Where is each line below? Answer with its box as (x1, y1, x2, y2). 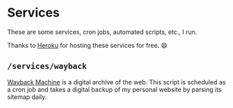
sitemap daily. (7, 92, 47, 101)
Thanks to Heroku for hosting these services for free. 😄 (7, 41, 168, 49)
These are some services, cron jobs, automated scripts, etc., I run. (7, 28, 198, 36)
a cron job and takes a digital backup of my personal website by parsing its (7, 85, 222, 93)
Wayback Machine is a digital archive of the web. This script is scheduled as (7, 78, 226, 86)
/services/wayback (7, 61, 87, 71)
